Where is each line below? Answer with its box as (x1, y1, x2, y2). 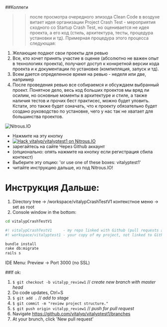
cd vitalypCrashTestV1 (5, 219, 52, 224)
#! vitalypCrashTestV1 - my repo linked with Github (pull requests (5, 228, 159, 233)
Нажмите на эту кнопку (12, 133, 63, 139)
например (12, 77, 34, 82)
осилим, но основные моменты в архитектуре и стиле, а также (12, 92, 148, 98)
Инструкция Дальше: (5, 182, 99, 193)
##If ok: (5, 269, 21, 276)
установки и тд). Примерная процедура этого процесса (29, 35, 149, 41)
